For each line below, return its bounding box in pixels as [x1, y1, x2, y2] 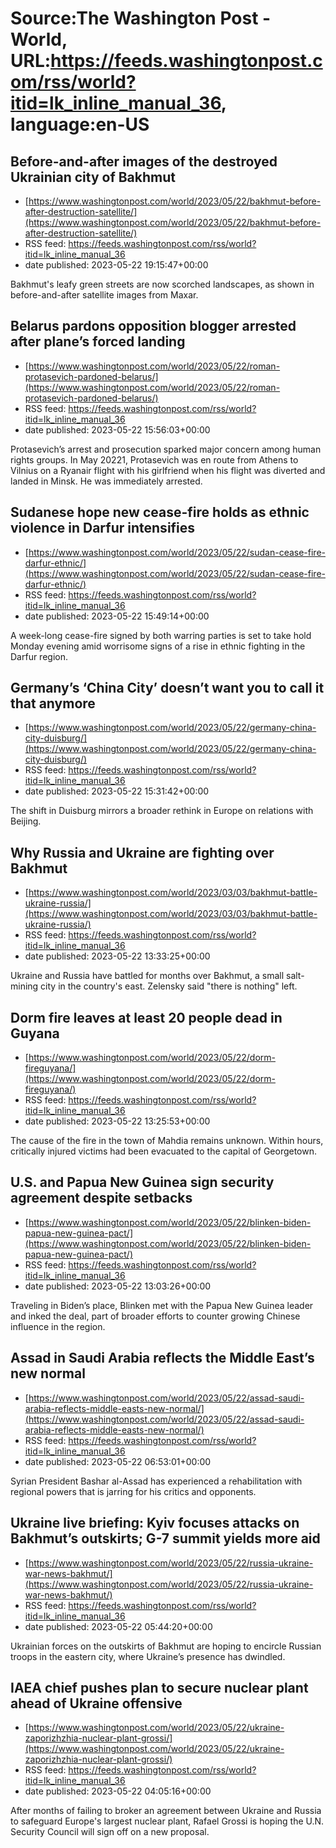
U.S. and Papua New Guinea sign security [10, 1174, 275, 1191]
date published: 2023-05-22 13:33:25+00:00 [24, 950, 211, 962]
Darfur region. [10, 650, 68, 662]
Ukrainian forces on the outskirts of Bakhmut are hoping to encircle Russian [10, 1640, 322, 1652]
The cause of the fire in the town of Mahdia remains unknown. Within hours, [10, 1135, 324, 1147]
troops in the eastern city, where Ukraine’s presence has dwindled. [10, 1650, 286, 1662]
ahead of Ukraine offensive [10, 1695, 183, 1712]
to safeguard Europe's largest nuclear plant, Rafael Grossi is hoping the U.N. [10, 1815, 325, 1827]
